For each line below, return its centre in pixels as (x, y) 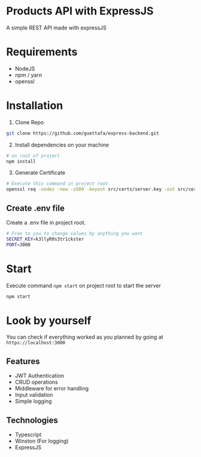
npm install (21, 161)
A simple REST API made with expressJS (56, 28)
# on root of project (33, 156)
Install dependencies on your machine (62, 145)
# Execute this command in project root (57, 184)
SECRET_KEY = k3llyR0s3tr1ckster (45, 239)
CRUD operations (36, 382)
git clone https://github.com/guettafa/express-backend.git (83, 133)
